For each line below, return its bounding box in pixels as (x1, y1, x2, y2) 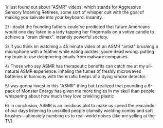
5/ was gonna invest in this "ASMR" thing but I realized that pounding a (5, 83, 147, 89)
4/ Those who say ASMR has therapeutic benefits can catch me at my (5, 63, 145, 69)
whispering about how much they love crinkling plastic (5, 93, 114, 99)
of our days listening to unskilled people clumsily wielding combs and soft (5, 108, 153, 113)
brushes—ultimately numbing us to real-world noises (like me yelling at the (5, 113, 155, 118)
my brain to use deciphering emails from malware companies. (5, 54, 129, 60)
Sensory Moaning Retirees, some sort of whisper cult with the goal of (5, 9, 145, 15)
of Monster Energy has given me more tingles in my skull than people (16, 88, 155, 94)
